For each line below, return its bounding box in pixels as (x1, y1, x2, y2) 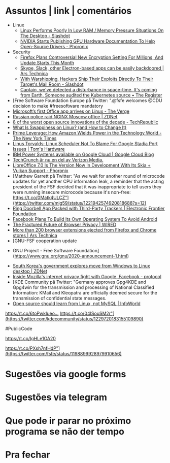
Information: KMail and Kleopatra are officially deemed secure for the (12, 289, 157, 295)
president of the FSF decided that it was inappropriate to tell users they (12, 183, 161, 190)
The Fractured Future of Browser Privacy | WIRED (12, 221, 117, 227)
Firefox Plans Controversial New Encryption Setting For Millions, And (20, 54, 163, 60)
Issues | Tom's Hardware (12, 146, 65, 152)
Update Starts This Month (20, 59, 75, 65)
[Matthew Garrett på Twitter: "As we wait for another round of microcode (12, 173, 165, 179)
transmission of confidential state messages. (12, 295, 107, 301)
